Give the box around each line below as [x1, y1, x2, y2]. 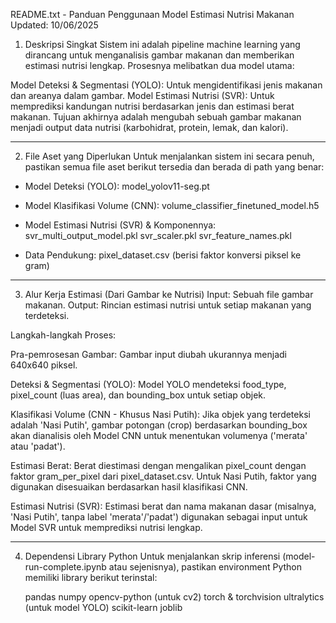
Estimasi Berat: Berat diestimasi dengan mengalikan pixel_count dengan [10, 460, 307, 471]
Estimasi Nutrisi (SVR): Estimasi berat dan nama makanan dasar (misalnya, [10, 500, 317, 512]
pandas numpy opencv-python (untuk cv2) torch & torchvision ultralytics [24, 591, 325, 603]
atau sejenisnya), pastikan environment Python [108, 561, 302, 573]
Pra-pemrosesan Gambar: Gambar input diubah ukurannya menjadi [10, 349, 287, 360]
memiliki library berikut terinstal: [24, 572, 158, 583]
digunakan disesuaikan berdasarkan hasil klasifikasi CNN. [10, 481, 248, 493]
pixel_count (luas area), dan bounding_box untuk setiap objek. [10, 389, 267, 401]
